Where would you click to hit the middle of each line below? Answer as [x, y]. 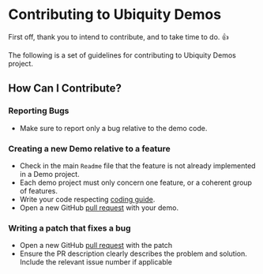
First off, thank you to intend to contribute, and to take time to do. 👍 [118, 36]
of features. [38, 190]
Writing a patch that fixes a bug [70, 228]
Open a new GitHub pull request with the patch [96, 246]
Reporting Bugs [39, 111]
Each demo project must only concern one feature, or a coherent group [136, 182]
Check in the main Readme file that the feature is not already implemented [137, 165]
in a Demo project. [50, 174]
